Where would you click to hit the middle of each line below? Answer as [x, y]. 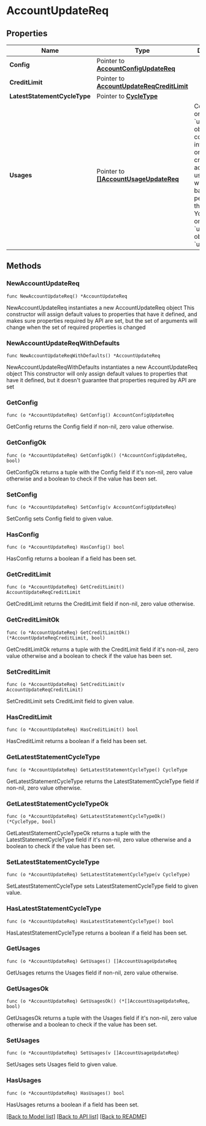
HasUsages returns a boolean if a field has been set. [73, 1105]
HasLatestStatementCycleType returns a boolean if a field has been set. [97, 933]
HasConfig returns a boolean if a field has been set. [71, 558]
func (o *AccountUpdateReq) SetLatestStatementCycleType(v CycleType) [98, 875]
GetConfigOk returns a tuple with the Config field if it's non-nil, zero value [100, 472]
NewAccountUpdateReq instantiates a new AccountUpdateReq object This [101, 307]
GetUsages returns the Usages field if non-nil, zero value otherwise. [93, 973]
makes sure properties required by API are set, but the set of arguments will [102, 320]
